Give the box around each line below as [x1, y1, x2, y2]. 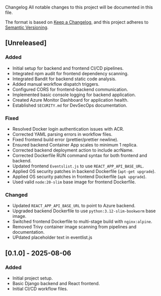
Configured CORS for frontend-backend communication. [12, 86, 128, 92]
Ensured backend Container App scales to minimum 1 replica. [12, 142, 138, 148]
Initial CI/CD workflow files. [12, 286, 68, 292]
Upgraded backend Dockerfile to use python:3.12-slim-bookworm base [12, 208, 156, 214]
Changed [5, 191, 28, 198]
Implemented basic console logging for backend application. [12, 92, 136, 98]
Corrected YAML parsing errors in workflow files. [12, 131, 112, 137]
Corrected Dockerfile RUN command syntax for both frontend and [12, 152, 148, 158]
